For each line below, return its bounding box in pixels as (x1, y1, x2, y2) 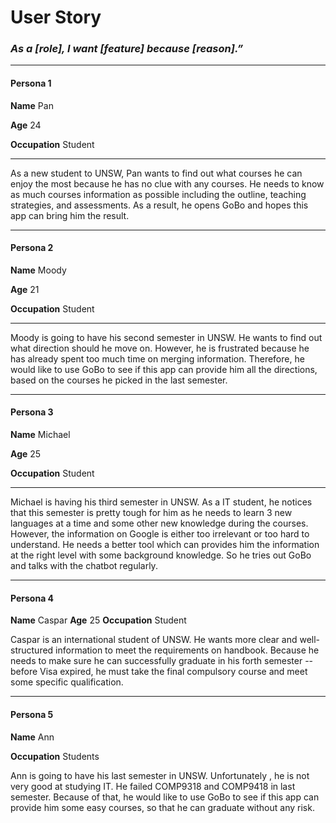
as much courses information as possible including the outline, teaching (10, 188, 307, 200)
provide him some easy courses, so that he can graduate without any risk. (10, 801, 315, 813)
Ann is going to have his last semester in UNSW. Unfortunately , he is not (10, 769, 310, 781)
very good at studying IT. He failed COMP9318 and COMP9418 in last (10, 780, 296, 792)
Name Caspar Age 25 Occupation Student (10, 614, 187, 626)
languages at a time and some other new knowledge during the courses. (10, 517, 309, 530)
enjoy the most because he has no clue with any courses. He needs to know (10, 177, 325, 190)
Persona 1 (10, 77, 52, 90)
